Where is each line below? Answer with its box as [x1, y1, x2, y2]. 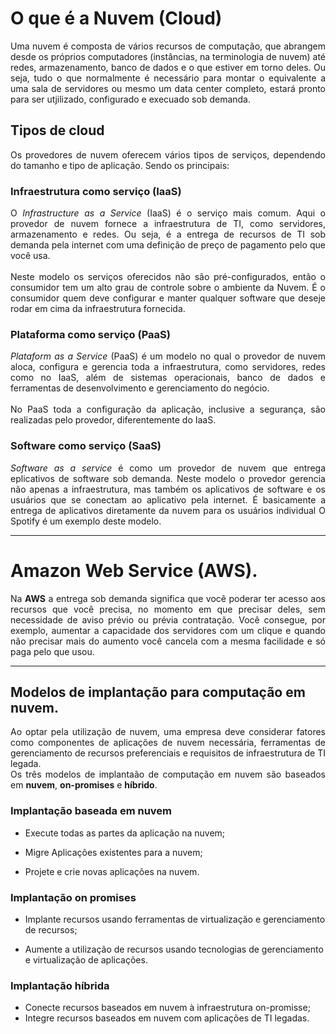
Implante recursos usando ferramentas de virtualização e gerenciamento [24, 913, 326, 925]
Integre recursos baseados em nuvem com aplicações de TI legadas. [24, 1012, 310, 1024]
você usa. [10, 250, 51, 262]
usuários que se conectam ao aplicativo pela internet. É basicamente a [10, 493, 326, 506]
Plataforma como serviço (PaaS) [10, 327, 171, 341]
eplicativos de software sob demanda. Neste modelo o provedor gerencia [10, 472, 326, 484]
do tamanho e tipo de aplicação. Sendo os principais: [10, 159, 230, 171]
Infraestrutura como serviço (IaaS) [10, 184, 182, 198]
